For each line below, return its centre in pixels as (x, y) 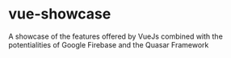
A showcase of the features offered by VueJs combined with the (116, 36)
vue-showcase (60, 14)
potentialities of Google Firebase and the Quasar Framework (109, 44)
